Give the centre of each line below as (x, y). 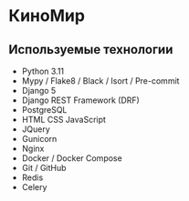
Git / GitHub (44, 168)
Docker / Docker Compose (72, 158)
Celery (34, 187)
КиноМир (47, 16)
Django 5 (39, 90)
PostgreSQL (44, 110)
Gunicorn (39, 139)
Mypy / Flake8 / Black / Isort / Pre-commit (100, 81)
